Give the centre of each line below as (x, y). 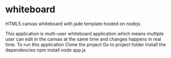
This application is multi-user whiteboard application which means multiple (84, 33)
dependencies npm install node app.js (46, 50)
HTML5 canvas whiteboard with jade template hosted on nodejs (73, 24)
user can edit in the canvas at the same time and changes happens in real (83, 39)
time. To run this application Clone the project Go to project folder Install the (85, 44)
